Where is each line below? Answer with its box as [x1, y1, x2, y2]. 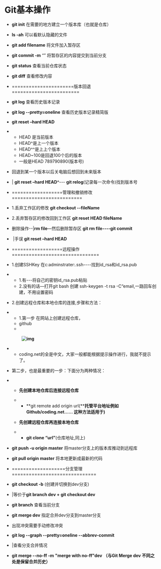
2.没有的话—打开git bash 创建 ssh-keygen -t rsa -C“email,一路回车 [18, 283, 152, 289]
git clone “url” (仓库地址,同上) [26, 434, 86, 440]
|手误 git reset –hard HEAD [13, 236, 67, 241]
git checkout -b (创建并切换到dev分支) [11, 481, 89, 487]
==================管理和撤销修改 [11, 189, 93, 195]
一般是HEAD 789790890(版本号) [18, 158, 84, 164]
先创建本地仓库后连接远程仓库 [18, 387, 79, 393]
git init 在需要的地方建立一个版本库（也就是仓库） [11, 21, 111, 27]
